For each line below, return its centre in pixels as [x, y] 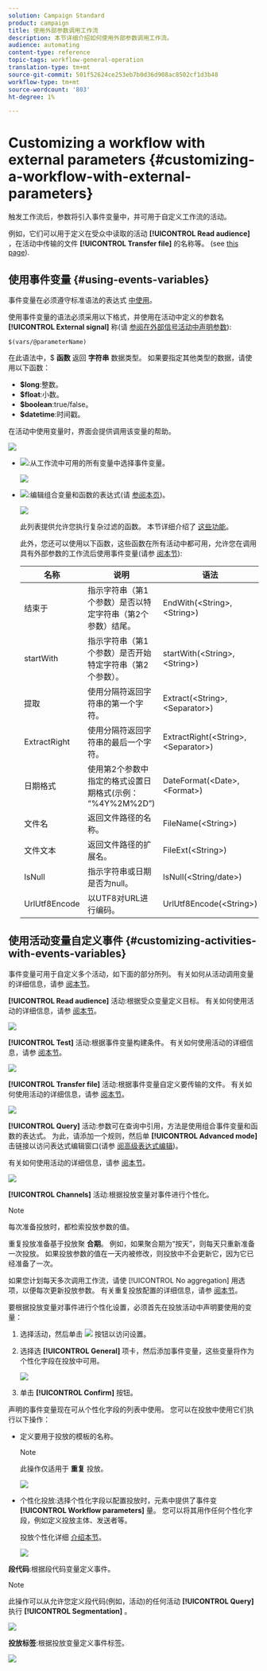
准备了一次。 [36, 1263]
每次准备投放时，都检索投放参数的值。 [71, 1226]
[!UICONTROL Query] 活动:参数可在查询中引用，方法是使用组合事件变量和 [130, 1126]
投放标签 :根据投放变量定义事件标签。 [69, 1642]
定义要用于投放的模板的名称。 [68, 1436]
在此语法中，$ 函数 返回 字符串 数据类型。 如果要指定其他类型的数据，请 [127, 358]
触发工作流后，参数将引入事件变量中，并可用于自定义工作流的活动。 [120, 217]
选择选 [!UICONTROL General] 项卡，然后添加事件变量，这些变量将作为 [137, 1351]
